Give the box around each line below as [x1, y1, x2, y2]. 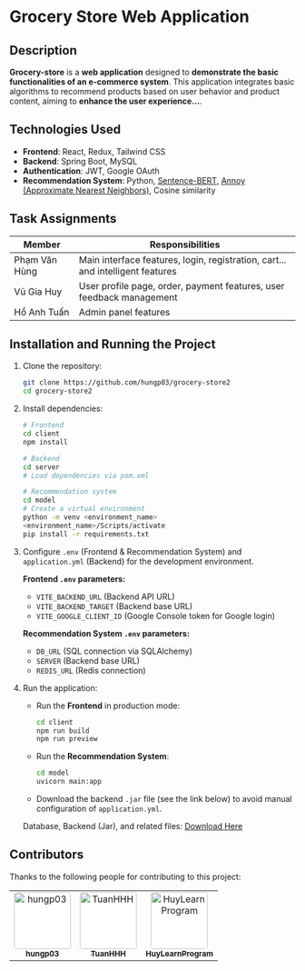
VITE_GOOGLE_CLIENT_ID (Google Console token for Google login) [35, 610, 275, 621]
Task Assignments [9, 211, 117, 226]
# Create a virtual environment [22, 505, 145, 514]
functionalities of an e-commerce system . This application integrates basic [9, 76, 295, 87]
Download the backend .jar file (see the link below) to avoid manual [35, 794, 292, 805]
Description [9, 43, 77, 58]
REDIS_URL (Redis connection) [35, 665, 147, 676]
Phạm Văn [14, 253, 57, 265]
